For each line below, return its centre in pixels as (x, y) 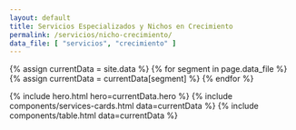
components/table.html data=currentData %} (94, 115)
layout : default (40, 18)
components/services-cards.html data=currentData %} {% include (134, 106)
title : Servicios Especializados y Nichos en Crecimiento (121, 26)
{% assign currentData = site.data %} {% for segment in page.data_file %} (148, 69)
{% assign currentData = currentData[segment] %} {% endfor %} (132, 79)
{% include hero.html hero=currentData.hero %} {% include (121, 96)
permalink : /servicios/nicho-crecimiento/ (91, 35)
